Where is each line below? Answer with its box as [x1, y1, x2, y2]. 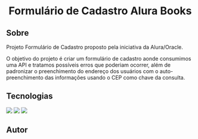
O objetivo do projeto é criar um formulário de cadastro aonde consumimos [6, 55, 191, 62]
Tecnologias [6, 91, 53, 102]
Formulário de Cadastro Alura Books [8, 4, 192, 18]
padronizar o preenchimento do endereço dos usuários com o [6, 68, 159, 75]
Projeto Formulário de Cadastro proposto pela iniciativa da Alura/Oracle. [6, 43, 183, 50]
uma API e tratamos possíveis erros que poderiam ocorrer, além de [6, 61, 171, 68]
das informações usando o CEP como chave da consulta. [44, 74, 185, 81]
